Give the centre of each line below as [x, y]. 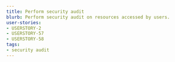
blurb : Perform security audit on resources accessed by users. [88, 17]
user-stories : [24, 22]
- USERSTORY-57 [25, 34]
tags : [13, 45]
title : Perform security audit [45, 12]
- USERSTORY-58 [25, 39]
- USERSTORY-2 [24, 28]
